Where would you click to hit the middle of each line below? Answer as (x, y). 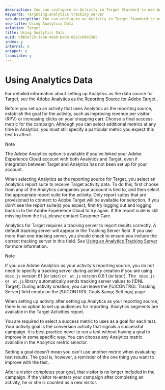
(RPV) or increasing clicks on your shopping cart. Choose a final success (79, 119)
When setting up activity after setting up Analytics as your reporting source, (82, 301)
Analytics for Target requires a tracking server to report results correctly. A (81, 226)
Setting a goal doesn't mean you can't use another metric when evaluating (81, 352)
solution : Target (23, 28)
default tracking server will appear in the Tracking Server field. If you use (79, 231)
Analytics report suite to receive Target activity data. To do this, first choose (82, 184)
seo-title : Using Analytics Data (39, 23)
